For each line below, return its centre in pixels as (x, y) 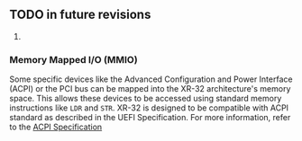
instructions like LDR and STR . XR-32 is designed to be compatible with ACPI (149, 108)
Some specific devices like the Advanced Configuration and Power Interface (151, 79)
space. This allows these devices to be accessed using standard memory (146, 99)
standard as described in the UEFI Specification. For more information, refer (150, 118)
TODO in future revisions (80, 15)
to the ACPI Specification (56, 127)
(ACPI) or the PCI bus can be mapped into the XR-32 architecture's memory (150, 89)
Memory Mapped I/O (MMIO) (73, 59)
